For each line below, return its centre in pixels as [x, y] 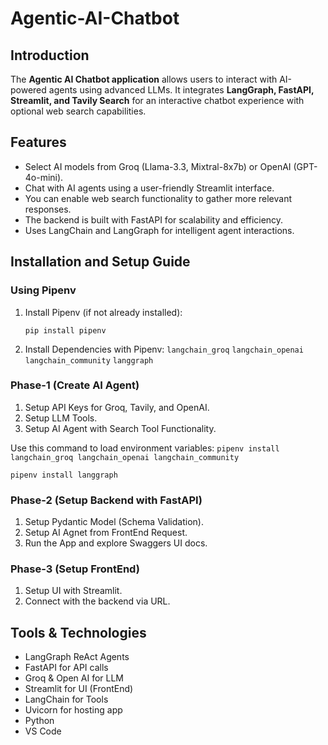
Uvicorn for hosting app [73, 710]
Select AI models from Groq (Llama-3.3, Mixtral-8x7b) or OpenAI [158, 166]
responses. [48, 209]
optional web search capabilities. [78, 111]
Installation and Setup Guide [100, 262]
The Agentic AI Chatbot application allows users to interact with [144, 79]
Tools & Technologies [78, 632]
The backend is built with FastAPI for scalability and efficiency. [154, 219]
